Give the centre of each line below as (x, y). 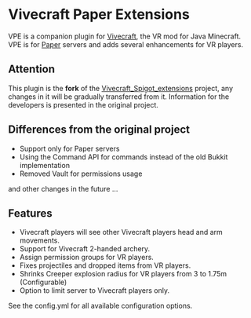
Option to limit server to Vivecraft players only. (95, 291)
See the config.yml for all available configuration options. (100, 306)
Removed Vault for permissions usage (81, 174)
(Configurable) (43, 282)
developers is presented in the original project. (84, 104)
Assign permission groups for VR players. (87, 258)
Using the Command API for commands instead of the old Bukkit (124, 157)
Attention (31, 69)
